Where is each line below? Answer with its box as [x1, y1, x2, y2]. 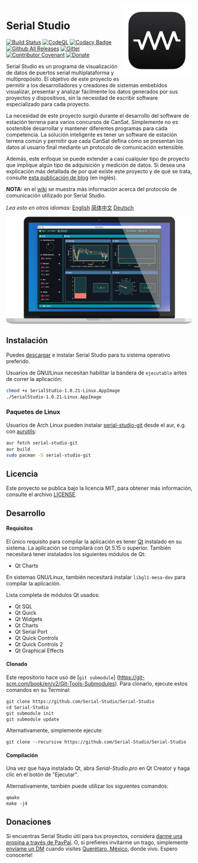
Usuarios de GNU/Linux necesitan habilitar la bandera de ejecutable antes [6, 369, 187, 376]
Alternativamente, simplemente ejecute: [6, 726, 103, 734]
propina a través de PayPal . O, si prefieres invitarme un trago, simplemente [6, 839, 189, 846]
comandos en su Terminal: [6, 686, 71, 693]
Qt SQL [14, 602, 33, 610]
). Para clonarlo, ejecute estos [115, 680, 188, 687]
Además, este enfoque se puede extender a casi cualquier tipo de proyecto [6, 155, 190, 162]
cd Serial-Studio [6, 705, 49, 710]
